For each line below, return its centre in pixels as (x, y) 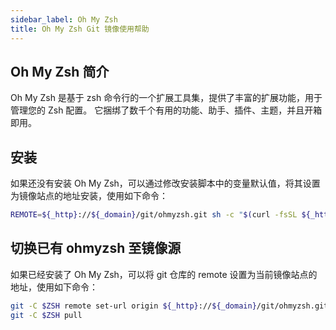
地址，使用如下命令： (54, 287)
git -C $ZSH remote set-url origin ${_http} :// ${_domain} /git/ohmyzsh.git (169, 306)
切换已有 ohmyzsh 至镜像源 (96, 248)
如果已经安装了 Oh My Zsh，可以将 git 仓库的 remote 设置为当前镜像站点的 (164, 274)
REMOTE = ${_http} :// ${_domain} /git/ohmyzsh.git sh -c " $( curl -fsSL (154, 215)
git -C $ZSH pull (46, 315)
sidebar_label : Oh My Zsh (64, 19)
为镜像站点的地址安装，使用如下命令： (89, 196)
